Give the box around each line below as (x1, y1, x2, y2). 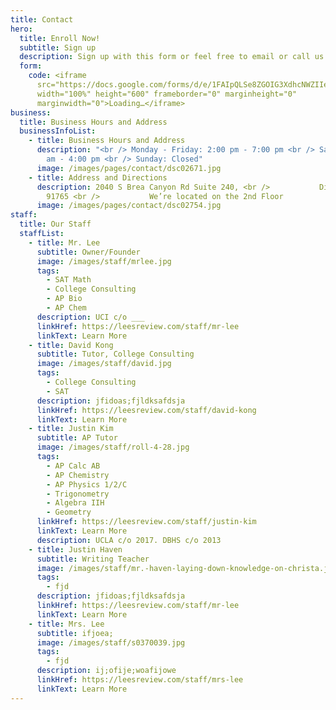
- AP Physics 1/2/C (46, 479, 128, 490)
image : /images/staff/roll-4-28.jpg (36, 442, 190, 453)
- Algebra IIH (46, 498, 105, 508)
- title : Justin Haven (28, 544, 123, 555)
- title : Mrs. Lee (28, 619, 105, 629)
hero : (10, 24, 33, 34)
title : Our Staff (19, 219, 92, 230)
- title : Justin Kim (28, 424, 114, 434)
